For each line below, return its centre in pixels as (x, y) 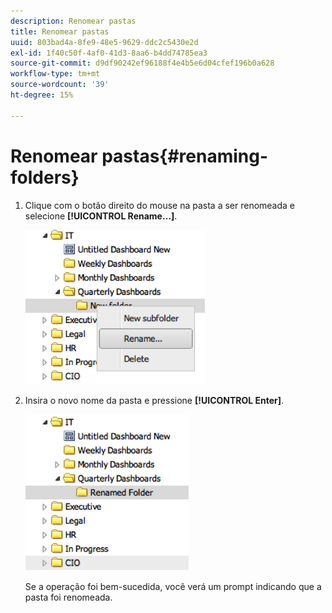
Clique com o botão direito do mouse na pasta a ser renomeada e (160, 205)
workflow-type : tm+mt (55, 74)
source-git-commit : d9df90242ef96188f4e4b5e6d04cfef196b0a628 (142, 63)
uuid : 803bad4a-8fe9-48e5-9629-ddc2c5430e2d (104, 42)
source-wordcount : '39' (60, 85)
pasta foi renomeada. (68, 597)
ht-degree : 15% (42, 95)
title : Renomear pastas (60, 31)
